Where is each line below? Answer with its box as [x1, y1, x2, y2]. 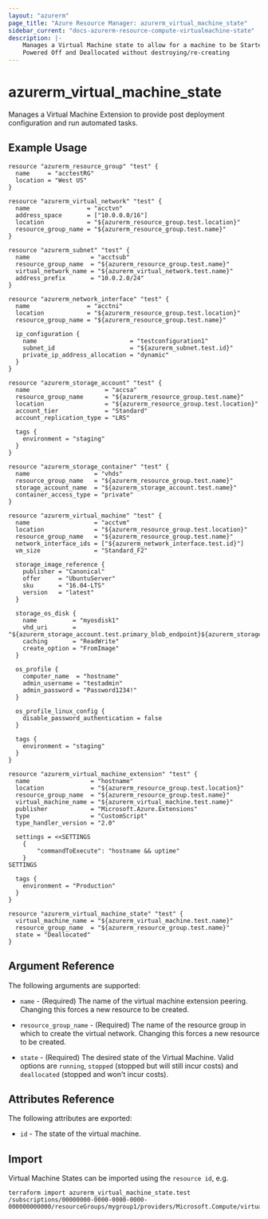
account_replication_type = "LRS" [15, 414, 130, 422]
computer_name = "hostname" [22, 672, 120, 680]
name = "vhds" [15, 469, 124, 477]
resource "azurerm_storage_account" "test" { [8, 378, 162, 387]
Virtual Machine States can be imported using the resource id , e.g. [8, 1173, 229, 1183]
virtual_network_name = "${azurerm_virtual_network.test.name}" [15, 267, 234, 275]
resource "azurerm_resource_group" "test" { [8, 162, 159, 170]
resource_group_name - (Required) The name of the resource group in [19, 1019, 246, 1030]
